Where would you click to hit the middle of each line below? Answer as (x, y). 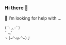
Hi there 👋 (16, 8)
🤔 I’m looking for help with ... (33, 18)
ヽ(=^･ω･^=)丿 (18, 38)
